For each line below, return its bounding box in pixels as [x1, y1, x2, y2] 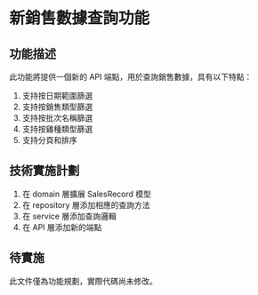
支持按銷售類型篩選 [21, 101, 93, 112]
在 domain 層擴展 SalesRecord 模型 [21, 188, 152, 199]
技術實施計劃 [9, 163, 80, 179]
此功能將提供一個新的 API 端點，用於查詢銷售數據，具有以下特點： [9, 72, 253, 82]
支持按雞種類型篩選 [21, 124, 93, 134]
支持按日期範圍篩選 [21, 91, 93, 100]
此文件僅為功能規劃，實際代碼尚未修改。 [9, 275, 157, 286]
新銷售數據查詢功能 [9, 8, 150, 28]
